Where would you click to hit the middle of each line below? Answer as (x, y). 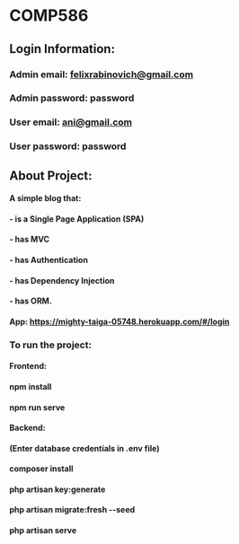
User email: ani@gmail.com (71, 122)
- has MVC (30, 240)
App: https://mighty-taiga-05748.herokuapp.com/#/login (119, 321)
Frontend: (28, 366)
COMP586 (49, 16)
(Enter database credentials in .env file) (84, 448)
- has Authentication (49, 260)
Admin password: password (72, 98)
